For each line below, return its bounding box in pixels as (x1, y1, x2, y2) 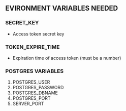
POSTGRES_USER (12, 79, 50, 85)
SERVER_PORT (12, 101, 44, 107)
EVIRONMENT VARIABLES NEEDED (5, 4, 118, 13)
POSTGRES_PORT (12, 95, 51, 101)
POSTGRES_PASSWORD (12, 85, 64, 91)
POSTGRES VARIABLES (5, 67, 64, 75)
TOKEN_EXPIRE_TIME (5, 43, 60, 50)
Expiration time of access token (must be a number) (12, 55, 121, 61)
